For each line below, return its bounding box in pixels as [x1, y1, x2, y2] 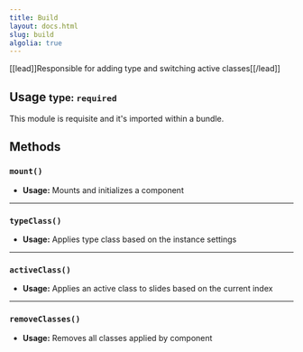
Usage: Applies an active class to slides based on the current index [22, 283, 273, 294]
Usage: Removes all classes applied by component [22, 332, 213, 343]
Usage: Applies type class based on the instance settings [22, 234, 237, 245]
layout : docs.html [9, 22, 78, 31]
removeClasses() [9, 314, 81, 325]
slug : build [9, 30, 54, 39]
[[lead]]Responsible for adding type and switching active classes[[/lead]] [9, 63, 281, 74]
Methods [9, 139, 61, 154]
